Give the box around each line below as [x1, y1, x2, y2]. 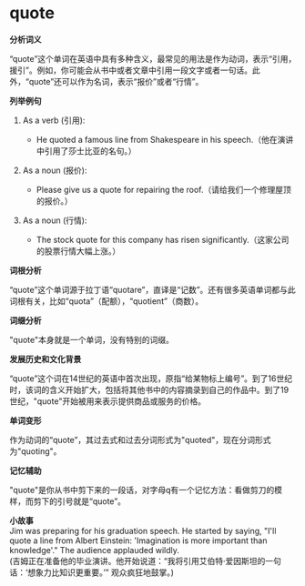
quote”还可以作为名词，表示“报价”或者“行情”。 [28, 76, 204, 86]
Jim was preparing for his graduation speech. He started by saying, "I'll [9, 525, 277, 536]
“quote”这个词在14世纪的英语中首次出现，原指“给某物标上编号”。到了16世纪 [9, 372, 293, 384]
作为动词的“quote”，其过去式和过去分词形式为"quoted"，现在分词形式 [9, 434, 271, 445]
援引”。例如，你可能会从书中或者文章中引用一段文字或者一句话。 [9, 65, 253, 76]
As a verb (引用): [22, 115, 86, 126]
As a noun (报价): [22, 165, 87, 176]
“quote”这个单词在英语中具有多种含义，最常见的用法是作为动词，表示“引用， [9, 53, 297, 64]
